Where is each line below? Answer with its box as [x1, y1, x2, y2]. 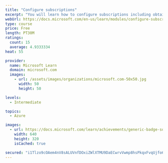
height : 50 [18, 86, 41, 91]
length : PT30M [5, 30, 35, 35]
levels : [5, 95, 21, 100]
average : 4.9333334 [9, 44, 50, 49]
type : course [5, 21, 32, 26]
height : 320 [14, 136, 39, 141]
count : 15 [9, 40, 30, 45]
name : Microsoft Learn [9, 63, 57, 68]
